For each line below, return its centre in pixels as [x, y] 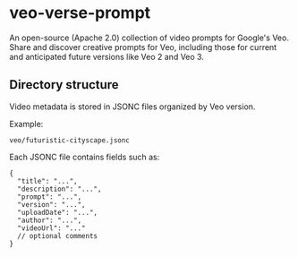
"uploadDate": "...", [58, 212]
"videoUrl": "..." [52, 228]
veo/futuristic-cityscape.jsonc [69, 140]
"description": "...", [60, 189]
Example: [26, 124]
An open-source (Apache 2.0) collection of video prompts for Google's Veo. [149, 38]
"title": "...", [47, 181]
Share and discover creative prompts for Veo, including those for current [143, 47]
